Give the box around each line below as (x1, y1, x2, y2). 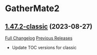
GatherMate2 (5, 3, 60, 14)
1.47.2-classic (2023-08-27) (5, 22, 93, 31)
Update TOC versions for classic (12, 45, 77, 50)
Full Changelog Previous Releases (5, 35, 73, 41)
